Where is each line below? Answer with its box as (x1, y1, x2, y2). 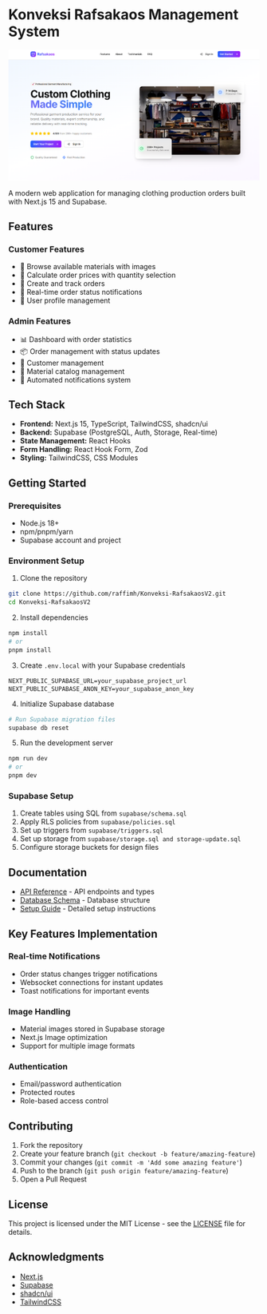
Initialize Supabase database (19, 699, 115, 709)
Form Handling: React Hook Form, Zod (19, 445, 148, 455)
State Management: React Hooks (19, 436, 132, 446)
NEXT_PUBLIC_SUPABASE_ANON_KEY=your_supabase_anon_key (8, 685, 194, 693)
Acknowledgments (8, 1250, 105, 1264)
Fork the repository (19, 1141, 84, 1150)
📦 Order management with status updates (19, 346, 161, 356)
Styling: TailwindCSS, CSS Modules (19, 453, 139, 462)
